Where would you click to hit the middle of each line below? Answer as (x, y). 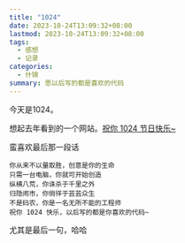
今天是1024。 (34, 109)
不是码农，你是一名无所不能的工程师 (66, 203)
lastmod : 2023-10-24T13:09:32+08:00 (77, 34)
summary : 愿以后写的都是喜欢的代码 (67, 83)
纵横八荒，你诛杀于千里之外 (52, 184)
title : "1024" (35, 17)
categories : (31, 67)
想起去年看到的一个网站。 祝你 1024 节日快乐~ (93, 128)
